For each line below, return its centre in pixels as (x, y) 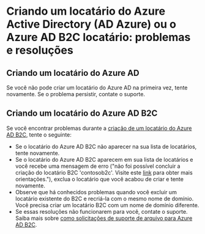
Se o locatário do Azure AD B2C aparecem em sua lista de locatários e (104, 159)
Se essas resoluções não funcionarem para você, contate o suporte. (101, 211)
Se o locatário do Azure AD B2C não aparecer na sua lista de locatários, (106, 146)
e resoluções (40, 51)
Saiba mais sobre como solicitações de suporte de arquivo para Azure (104, 218)
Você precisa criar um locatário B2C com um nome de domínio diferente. (107, 205)
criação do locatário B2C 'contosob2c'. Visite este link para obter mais (104, 172)
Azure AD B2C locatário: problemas (99, 37)
